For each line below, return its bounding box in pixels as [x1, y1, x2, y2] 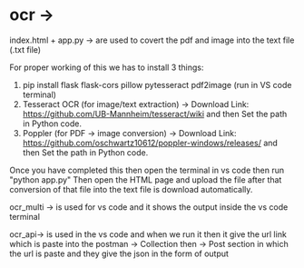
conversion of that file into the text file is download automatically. [9, 184, 253, 194]
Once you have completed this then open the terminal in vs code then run [9, 164, 285, 175]
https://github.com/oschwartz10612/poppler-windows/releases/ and [22, 137, 279, 148]
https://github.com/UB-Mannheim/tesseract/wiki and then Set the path [22, 108, 288, 119]
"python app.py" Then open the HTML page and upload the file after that [9, 174, 282, 185]
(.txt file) [9, 44, 42, 55]
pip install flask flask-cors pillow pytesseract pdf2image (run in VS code [22, 79, 292, 90]
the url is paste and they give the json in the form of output [9, 248, 230, 259]
